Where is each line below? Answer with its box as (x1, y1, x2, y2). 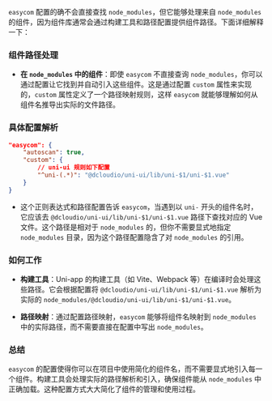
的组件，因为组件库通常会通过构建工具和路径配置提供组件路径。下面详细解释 (8, 17, 264, 27)
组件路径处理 (8, 49, 59, 61)
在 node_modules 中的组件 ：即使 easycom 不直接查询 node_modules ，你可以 (19, 70, 263, 79)
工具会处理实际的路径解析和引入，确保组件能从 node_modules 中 (50, 374, 261, 384)
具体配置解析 (8, 122, 59, 134)
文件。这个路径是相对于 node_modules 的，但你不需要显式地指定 (19, 222, 232, 232)
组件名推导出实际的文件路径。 (19, 100, 120, 109)
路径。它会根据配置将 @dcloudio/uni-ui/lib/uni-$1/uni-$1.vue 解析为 (27, 284, 261, 294)
